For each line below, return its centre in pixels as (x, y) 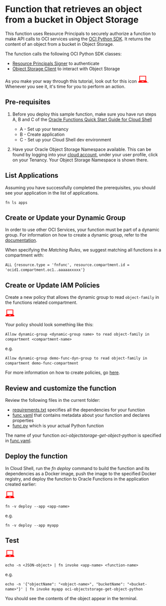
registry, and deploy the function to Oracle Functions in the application (77, 479)
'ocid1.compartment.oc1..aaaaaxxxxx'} (45, 270)
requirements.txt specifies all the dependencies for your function (79, 410)
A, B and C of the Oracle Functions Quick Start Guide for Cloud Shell (82, 119)
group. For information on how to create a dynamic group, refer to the (76, 235)
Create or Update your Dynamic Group (65, 218)
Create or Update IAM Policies (53, 285)
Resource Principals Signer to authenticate (56, 63)
